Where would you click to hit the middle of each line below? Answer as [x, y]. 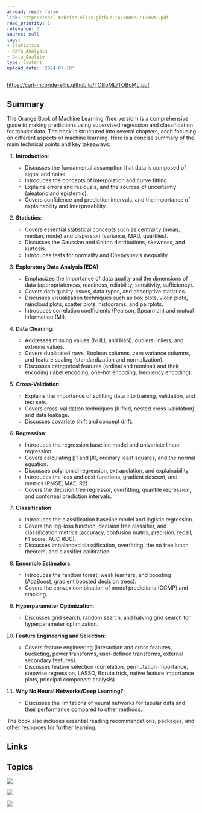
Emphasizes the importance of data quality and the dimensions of [106, 279]
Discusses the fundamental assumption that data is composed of [105, 168]
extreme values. [45, 347]
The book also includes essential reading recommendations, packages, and [101, 721]
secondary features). [51, 660]
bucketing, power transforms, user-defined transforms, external [104, 654]
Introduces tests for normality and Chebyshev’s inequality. [97, 255]
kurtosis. [36, 249]
